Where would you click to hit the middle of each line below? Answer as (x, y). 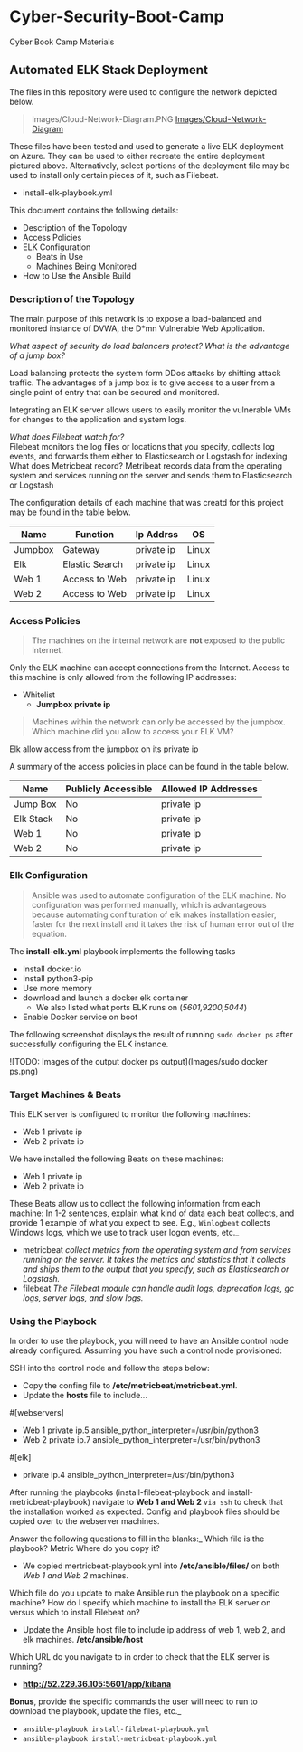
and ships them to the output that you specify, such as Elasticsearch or (156, 1269)
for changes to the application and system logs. (98, 420)
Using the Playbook (53, 1321)
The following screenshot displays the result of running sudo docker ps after (151, 1034)
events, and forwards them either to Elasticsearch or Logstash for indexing (148, 456)
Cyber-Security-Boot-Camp (117, 17)
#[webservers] (37, 1413)
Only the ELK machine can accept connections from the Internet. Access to (150, 668)
